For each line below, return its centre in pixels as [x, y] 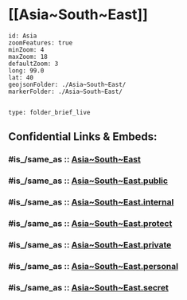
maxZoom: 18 [28, 56]
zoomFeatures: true [41, 43]
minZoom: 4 [26, 49]
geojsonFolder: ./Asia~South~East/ [67, 84]
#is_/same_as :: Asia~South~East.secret [88, 287]
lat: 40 [21, 77]
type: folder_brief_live [49, 112]
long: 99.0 [26, 70]
